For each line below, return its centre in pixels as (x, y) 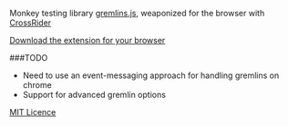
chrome (37, 85)
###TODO (29, 58)
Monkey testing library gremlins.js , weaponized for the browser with (137, 13)
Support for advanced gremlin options (94, 95)
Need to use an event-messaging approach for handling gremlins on (151, 75)
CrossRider (31, 23)
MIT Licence (33, 112)
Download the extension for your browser (87, 40)
